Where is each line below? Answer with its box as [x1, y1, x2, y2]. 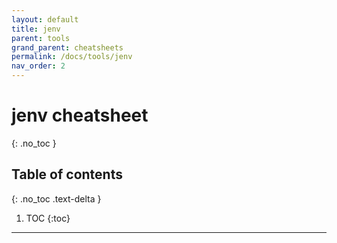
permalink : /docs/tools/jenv [11, 52, 133, 62]
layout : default [11, 14, 79, 25]
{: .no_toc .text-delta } [11, 192, 102, 205]
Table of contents [11, 166, 123, 183]
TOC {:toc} [25, 212, 71, 224]
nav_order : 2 [11, 61, 66, 71]
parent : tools [11, 33, 71, 43]
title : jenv [11, 24, 61, 34]
